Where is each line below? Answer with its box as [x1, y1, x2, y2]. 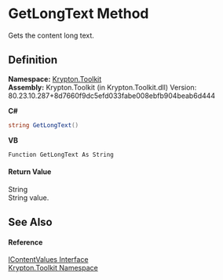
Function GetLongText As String [8, 151, 114, 158]
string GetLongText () [8, 121, 79, 129]
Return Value [8, 167, 52, 176]
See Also [8, 216, 53, 229]
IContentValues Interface [8, 255, 89, 264]
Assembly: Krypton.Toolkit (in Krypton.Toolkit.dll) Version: [8, 82, 197, 92]
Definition [8, 53, 57, 67]
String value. [8, 193, 49, 202]
